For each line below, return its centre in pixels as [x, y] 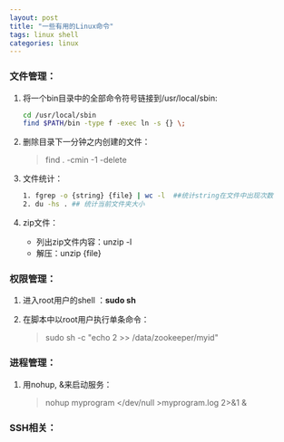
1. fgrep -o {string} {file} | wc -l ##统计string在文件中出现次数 [148, 196]
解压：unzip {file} [69, 254]
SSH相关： [33, 428]
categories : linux [44, 43]
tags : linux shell [44, 34]
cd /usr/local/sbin [59, 115]
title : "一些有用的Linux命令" [62, 26]
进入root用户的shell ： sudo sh [79, 301]
